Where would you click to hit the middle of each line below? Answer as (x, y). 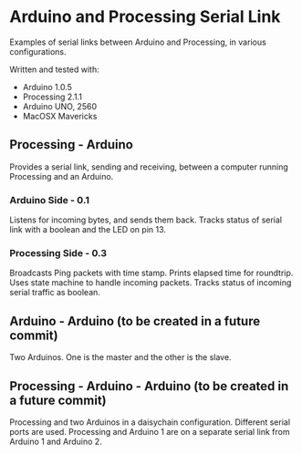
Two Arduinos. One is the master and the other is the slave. (120, 357)
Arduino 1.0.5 (47, 87)
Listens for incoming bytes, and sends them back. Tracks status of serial (146, 220)
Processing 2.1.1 (52, 97)
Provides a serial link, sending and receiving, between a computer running (149, 167)
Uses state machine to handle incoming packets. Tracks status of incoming (151, 283)
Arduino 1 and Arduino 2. (56, 441)
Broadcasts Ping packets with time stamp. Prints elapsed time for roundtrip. (151, 273)
